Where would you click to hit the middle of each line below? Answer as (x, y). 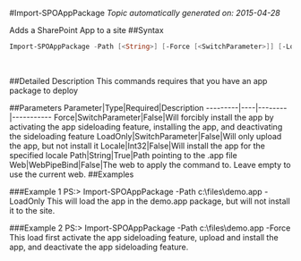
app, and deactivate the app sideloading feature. (99, 247)
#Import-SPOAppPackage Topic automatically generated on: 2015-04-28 (145, 13)
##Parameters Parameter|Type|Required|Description (107, 107)
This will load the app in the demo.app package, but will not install (169, 201)
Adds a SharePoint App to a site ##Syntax (86, 30)
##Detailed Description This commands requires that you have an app (138, 80)
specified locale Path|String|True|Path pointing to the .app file (123, 155)
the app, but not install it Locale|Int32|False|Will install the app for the (138, 146)
